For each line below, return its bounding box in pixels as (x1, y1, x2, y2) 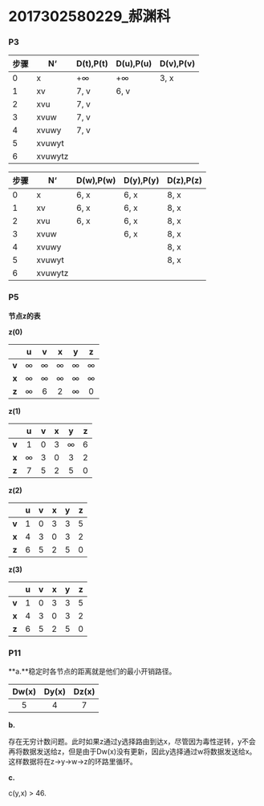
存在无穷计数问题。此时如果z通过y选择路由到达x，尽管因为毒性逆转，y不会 (8, 737, 257, 747)
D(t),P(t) (75, 58, 108, 69)
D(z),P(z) (167, 175, 203, 186)
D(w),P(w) (75, 175, 116, 186)
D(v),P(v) (159, 58, 196, 69)
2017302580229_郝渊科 (8, 7, 171, 26)
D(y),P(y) (124, 175, 160, 186)
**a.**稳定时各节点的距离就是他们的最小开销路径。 (8, 666, 177, 676)
